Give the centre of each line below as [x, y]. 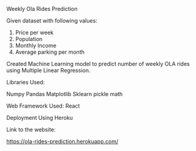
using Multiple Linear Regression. [48, 70]
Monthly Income [36, 46]
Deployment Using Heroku [40, 118]
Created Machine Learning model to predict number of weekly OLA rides [98, 64]
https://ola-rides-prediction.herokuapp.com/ [62, 141]
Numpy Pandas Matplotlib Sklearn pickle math [65, 94]
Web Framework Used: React [43, 106]
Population [29, 39]
